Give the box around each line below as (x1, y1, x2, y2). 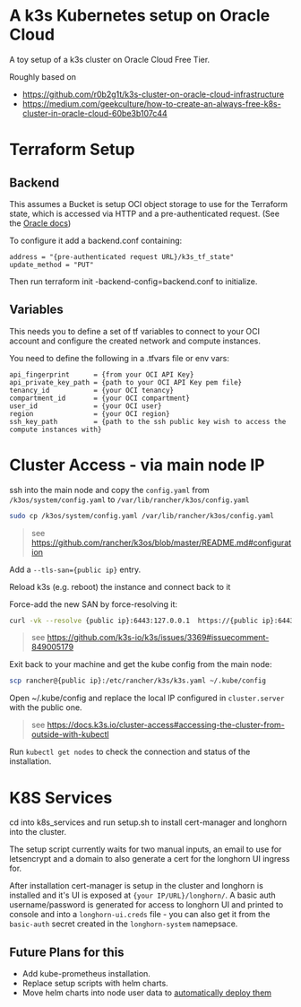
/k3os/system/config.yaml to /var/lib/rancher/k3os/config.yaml (9, 494, 250, 505)
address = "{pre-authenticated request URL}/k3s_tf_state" (9, 252, 235, 261)
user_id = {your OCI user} (9, 401, 163, 411)
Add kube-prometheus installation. (21, 968, 150, 979)
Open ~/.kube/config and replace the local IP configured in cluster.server (9, 692, 285, 704)
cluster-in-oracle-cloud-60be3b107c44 (21, 108, 168, 118)
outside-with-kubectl (30, 729, 109, 740)
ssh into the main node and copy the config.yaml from (9, 484, 211, 495)
